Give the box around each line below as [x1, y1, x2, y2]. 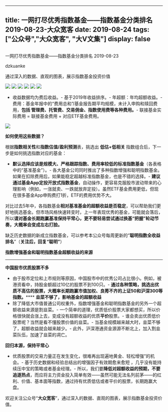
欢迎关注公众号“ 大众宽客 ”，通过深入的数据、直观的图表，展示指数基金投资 [5, 395, 158, 401]
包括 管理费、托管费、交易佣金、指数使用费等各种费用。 [21, 106, 136, 113]
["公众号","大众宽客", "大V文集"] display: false [5, 35, 151, 43]
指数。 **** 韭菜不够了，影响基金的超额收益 [12, 294, 101, 300]
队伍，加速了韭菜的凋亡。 [16, 332, 70, 338]
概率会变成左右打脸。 [18, 221, 62, 227]
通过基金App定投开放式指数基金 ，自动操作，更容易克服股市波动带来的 [12, 179, 157, 186]
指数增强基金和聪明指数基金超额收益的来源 [5, 249, 93, 255]
